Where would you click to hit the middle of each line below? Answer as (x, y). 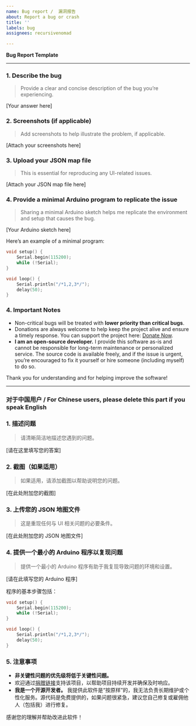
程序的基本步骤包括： (32, 591)
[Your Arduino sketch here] (38, 230)
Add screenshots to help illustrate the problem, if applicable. (93, 134)
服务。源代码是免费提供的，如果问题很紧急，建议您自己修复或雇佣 (104, 697)
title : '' (18, 22)
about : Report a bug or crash (43, 17)
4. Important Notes (34, 310)
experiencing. (37, 95)
